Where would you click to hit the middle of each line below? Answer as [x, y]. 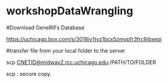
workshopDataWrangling [70, 11]
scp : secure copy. [29, 73]
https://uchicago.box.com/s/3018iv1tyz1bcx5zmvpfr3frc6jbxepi [84, 39]
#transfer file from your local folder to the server [66, 50]
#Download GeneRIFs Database [45, 27]
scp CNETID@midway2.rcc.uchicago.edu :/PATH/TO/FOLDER [81, 62]
